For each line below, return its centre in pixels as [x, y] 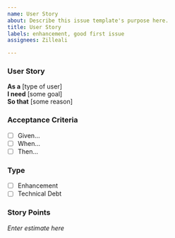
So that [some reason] [40, 102]
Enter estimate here [36, 228]
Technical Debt [40, 194]
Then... [28, 151]
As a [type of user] [35, 86]
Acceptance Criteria [43, 120]
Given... [29, 135]
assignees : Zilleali [38, 40]
